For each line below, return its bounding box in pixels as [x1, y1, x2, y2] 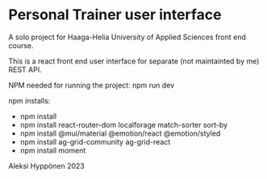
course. [8, 40, 34, 50]
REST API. [8, 64, 42, 74]
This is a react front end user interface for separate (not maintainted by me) [8, 56, 260, 66]
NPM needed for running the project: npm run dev [8, 80, 175, 90]
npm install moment [19, 145, 86, 155]
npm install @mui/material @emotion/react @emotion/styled [19, 128, 221, 138]
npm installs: [8, 96, 51, 105]
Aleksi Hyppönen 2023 [8, 161, 85, 170]
